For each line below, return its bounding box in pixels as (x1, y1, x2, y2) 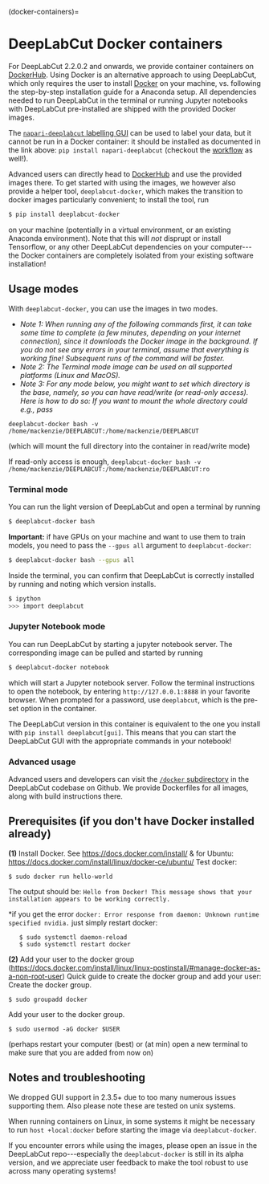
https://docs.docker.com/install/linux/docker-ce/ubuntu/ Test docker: (8, 856, 238, 866)
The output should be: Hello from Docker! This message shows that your (8, 886, 253, 896)
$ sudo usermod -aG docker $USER (8, 1025, 120, 1033)
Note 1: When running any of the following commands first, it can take (19, 319, 253, 328)
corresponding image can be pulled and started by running (8, 648, 203, 657)
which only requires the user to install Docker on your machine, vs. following (8, 78, 261, 87)
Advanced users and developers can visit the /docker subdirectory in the (8, 774, 250, 783)
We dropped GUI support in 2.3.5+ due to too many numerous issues (8, 1092, 237, 1102)
